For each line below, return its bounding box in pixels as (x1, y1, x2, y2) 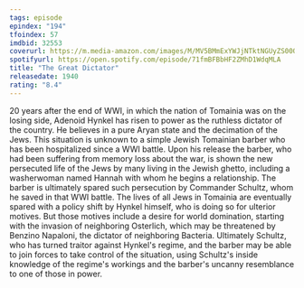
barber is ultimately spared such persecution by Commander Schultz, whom (9, 181, 294, 192)
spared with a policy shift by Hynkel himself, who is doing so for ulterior (9, 200, 276, 212)
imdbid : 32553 (9, 38, 63, 48)
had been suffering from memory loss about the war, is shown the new (9, 153, 273, 163)
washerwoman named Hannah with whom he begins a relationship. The (9, 172, 277, 183)
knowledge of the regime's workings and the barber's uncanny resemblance (9, 258, 295, 269)
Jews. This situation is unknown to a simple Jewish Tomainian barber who (9, 134, 286, 144)
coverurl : (9, 47, 47, 56)
